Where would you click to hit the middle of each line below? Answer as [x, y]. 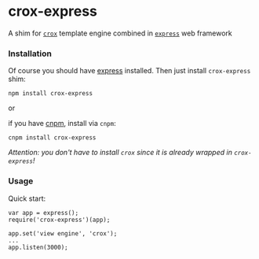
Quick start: [27, 198]
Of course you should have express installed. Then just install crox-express [129, 71]
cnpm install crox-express [52, 138]
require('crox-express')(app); [59, 220]
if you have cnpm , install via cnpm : [62, 124]
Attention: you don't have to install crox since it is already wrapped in [120, 153]
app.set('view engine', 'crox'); [63, 233]
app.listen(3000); [38, 247]
